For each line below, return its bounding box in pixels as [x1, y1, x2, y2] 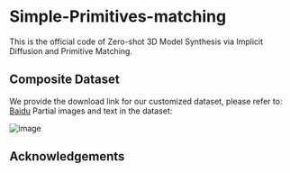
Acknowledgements [9, 149, 125, 164]
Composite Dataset [9, 72, 120, 87]
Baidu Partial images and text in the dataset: [9, 105, 173, 116]
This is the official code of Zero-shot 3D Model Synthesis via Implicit [9, 36, 264, 47]
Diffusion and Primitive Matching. [9, 45, 133, 56]
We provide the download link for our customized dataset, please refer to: [9, 96, 283, 106]
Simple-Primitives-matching [9, 6, 227, 27]
